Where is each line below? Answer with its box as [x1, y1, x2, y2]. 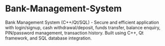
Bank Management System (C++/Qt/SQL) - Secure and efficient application [5, 19, 160, 25]
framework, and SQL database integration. [5, 35, 92, 41]
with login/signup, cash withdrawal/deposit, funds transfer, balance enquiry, [5, 24, 161, 30]
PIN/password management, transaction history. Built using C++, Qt [5, 30, 144, 36]
